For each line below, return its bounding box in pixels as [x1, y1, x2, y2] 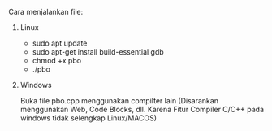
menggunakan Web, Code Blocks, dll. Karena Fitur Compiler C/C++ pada [19, 105, 265, 114]
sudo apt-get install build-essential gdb [32, 47, 164, 56]
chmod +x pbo [32, 56, 82, 65]
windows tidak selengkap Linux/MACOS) [19, 113, 157, 123]
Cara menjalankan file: [8, 7, 84, 16]
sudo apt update [32, 38, 88, 48]
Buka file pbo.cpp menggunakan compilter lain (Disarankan [19, 96, 219, 105]
